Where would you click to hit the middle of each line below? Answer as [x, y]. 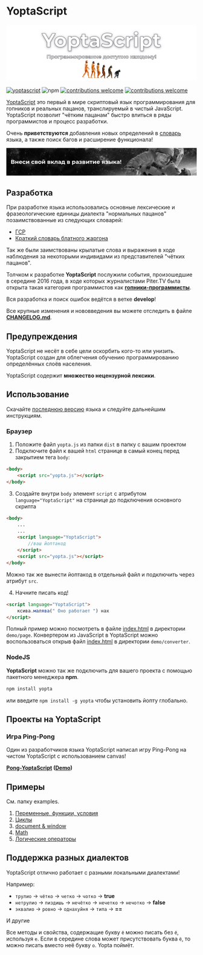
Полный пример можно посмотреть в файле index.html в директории [96, 629]
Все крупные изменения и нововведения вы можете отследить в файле [99, 311]
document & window [40, 826]
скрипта [25, 506]
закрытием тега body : [42, 458]
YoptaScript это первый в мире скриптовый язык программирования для [101, 102]
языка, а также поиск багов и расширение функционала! [80, 139]
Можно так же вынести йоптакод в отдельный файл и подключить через [100, 574]
